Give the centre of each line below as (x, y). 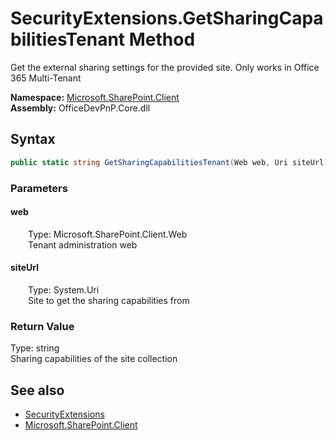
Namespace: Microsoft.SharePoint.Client (95, 97)
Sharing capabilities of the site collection (94, 359)
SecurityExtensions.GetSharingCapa (167, 18)
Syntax (33, 139)
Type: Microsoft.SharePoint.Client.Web (108, 234)
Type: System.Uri (64, 289)
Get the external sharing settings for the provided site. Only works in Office (165, 67)
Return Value (42, 326)
